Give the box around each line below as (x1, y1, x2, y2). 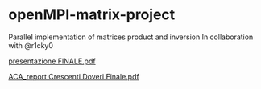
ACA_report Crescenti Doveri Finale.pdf (8, 71, 139, 81)
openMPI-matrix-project (8, 6, 176, 24)
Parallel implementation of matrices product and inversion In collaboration (8, 32, 254, 42)
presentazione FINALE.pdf (8, 56, 96, 66)
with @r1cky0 (8, 40, 54, 50)
